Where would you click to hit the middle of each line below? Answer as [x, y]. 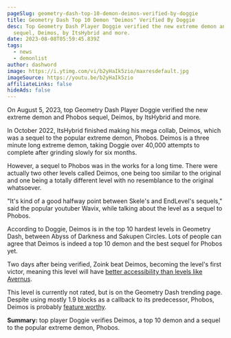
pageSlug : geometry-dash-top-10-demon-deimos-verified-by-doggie [102, 13]
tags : [15, 45]
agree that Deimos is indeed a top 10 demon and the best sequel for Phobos [115, 244]
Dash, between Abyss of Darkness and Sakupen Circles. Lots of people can [114, 236]
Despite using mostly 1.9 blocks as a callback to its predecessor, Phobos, [111, 299]
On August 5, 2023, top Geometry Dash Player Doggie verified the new [108, 110]
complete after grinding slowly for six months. [72, 153]
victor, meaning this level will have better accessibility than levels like [105, 272]
